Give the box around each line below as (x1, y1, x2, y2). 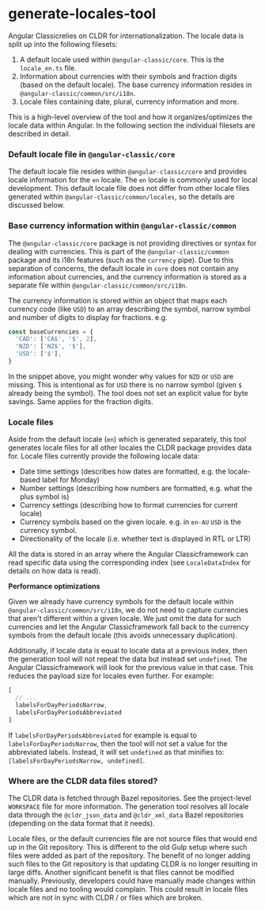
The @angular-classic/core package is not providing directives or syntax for (8, 238, 257, 248)
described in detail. (8, 128, 71, 139)
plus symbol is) (19, 492, 70, 501)
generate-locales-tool (8, 5, 157, 23)
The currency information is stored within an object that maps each (8, 295, 227, 305)
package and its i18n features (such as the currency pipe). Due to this (8, 255, 234, 265)
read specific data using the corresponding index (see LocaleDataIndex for (8, 558, 252, 567)
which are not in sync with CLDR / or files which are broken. (8, 893, 203, 902)
